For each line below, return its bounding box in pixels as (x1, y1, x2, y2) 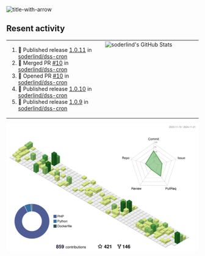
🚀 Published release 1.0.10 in (18, 85, 92, 92)
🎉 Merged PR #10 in (18, 59, 69, 67)
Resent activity (6, 23, 65, 34)
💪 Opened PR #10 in (18, 72, 70, 79)
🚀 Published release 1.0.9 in (18, 98, 88, 105)
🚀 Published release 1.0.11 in (18, 46, 92, 53)
